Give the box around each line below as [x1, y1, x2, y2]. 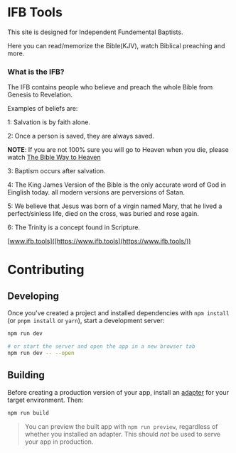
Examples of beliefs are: [7, 104, 78, 113]
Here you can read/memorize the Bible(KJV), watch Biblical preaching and [7, 41, 225, 50]
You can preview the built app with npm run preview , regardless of [24, 422, 218, 430]
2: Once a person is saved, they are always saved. [7, 132, 154, 141]
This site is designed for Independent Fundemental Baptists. [7, 28, 183, 36]
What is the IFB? [7, 67, 65, 77]
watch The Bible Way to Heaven [7, 153, 101, 162]
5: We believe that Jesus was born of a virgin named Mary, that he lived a [7, 202, 222, 210]
